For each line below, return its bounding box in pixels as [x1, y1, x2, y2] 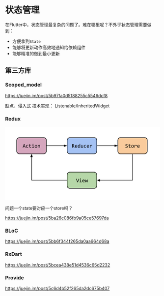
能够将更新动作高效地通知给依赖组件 [12, 44, 86, 50]
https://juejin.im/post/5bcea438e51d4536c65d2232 [5, 262, 110, 268]
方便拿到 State [12, 38, 41, 44]
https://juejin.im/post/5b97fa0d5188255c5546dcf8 [5, 92, 108, 98]
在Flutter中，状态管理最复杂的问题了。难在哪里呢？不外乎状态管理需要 [5, 22, 147, 28]
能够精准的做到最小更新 [12, 50, 60, 57]
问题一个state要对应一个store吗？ [5, 205, 73, 211]
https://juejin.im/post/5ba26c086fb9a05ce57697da [5, 215, 109, 221]
